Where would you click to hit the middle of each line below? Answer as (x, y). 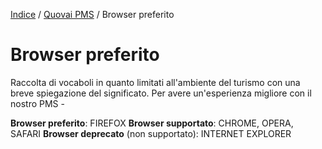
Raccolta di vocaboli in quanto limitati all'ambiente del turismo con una (155, 82)
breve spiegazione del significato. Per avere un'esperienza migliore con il (161, 93)
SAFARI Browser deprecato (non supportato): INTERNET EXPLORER (151, 133)
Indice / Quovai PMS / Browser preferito (92, 14)
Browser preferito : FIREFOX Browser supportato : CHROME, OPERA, (152, 123)
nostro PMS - (37, 103)
